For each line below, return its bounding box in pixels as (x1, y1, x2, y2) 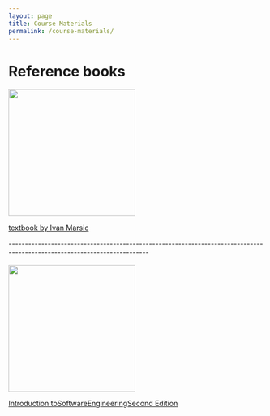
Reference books (8, 62, 126, 80)
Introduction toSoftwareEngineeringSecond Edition (8, 399, 178, 409)
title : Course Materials (8, 19, 92, 28)
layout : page (8, 11, 53, 20)
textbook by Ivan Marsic (8, 223, 89, 232)
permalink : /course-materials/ (8, 27, 114, 35)
